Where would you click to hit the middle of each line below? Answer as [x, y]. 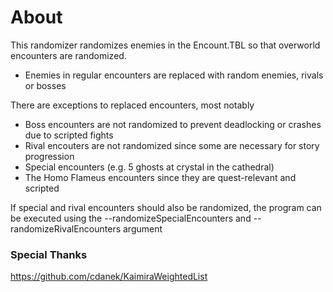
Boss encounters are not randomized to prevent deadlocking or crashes [173, 124]
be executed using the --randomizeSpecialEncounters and [131, 218]
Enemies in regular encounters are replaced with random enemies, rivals [174, 75]
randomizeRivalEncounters [66, 228]
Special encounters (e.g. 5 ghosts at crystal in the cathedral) [149, 167]
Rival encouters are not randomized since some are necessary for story [172, 145]
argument [142, 228]
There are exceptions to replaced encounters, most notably [132, 105]
